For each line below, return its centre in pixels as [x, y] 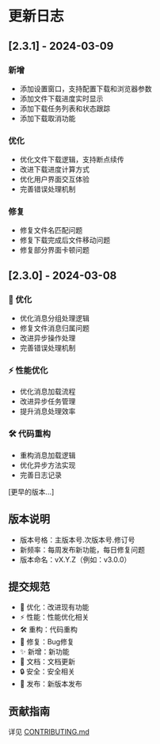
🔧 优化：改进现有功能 [54, 607]
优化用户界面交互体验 [54, 180]
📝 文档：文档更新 [47, 662]
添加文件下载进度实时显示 [61, 98]
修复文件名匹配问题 [51, 230]
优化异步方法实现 [48, 465]
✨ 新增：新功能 [44, 652]
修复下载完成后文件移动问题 [65, 240]
